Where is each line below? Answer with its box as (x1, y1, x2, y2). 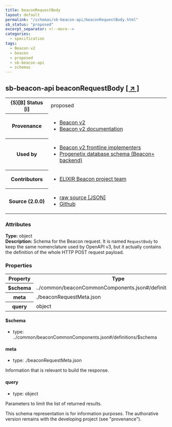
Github (59, 201, 76, 208)
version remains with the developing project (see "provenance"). (5, 416, 142, 422)
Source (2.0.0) (9, 198, 45, 205)
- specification (10, 36, 45, 42)
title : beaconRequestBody (5, 7, 60, 13)
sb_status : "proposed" (5, 22, 54, 27)
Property (8, 275, 31, 282)
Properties (5, 262, 32, 269)
